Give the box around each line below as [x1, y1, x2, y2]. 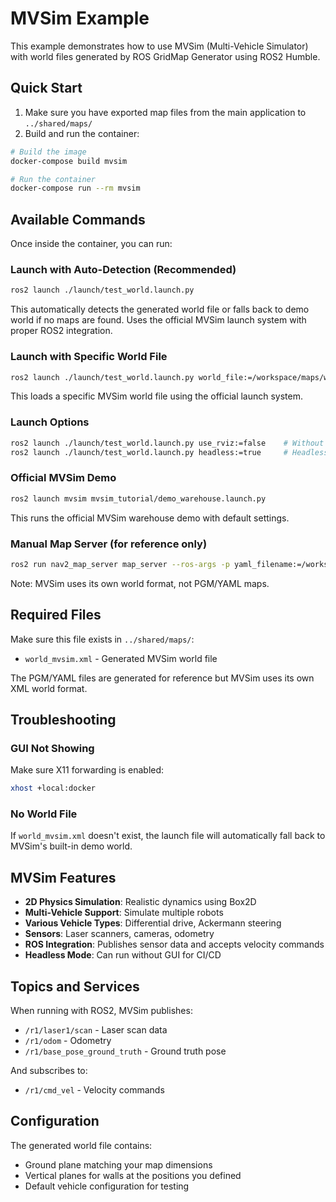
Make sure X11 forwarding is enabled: [10, 764, 165, 776]
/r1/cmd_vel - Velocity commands [24, 1084, 165, 1096]
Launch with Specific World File [10, 350, 168, 364]
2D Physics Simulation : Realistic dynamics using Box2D [24, 896, 257, 908]
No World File [10, 807, 78, 821]
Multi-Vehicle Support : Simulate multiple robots [24, 907, 224, 919]
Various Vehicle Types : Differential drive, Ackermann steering [24, 917, 282, 929]
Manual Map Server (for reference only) [10, 537, 208, 551]
